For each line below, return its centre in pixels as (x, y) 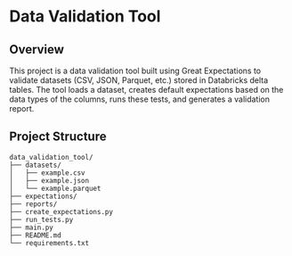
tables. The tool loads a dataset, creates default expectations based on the (146, 90)
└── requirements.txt (49, 243)
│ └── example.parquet (55, 188)
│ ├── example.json (49, 180)
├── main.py (31, 227)
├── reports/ (33, 204)
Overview (37, 50)
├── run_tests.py (41, 219)
